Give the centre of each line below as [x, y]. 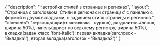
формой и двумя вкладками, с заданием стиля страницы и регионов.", [80, 17]
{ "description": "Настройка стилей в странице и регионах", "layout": [77, 7]
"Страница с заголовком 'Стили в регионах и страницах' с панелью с [79, 12]
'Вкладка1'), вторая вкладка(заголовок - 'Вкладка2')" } [63, 38]
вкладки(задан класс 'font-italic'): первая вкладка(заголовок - [71, 33]
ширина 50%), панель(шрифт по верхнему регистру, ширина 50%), [76, 28]
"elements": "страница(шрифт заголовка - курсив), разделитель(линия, [80, 23]
